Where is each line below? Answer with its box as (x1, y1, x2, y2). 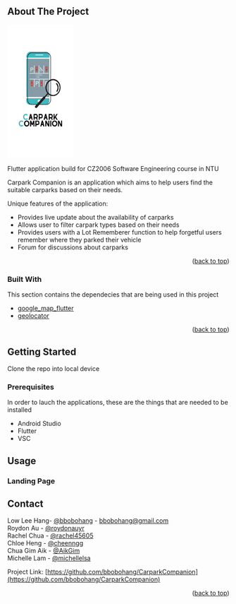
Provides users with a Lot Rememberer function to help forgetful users (17, 227, 222, 236)
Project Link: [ (7, 568, 48, 576)
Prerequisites (7, 381, 54, 391)
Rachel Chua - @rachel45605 (7, 531, 94, 540)
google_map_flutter (17, 304, 74, 313)
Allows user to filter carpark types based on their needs (17, 220, 180, 229)
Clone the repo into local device (7, 364, 100, 373)
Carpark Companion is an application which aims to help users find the (7, 178, 213, 186)
